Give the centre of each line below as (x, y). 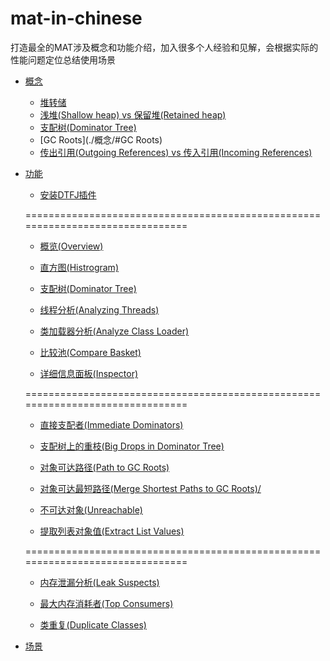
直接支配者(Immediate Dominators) (111, 424)
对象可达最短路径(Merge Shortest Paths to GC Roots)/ (150, 488)
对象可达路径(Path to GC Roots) (104, 467)
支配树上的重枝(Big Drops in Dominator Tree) (132, 446)
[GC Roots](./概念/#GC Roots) (101, 139)
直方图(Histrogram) (79, 267)
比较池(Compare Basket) (90, 352)
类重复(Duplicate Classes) (93, 624)
